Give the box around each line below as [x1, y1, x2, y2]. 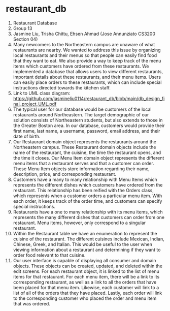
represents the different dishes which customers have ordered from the [13, 181, 163, 188]
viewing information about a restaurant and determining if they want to [13, 246, 161, 253]
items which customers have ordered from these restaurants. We [13, 63, 149, 69]
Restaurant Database [13, 20, 57, 26]
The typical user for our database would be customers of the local [13, 106, 152, 112]
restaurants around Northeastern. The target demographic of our [13, 111, 149, 117]
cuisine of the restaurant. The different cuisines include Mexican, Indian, [13, 236, 164, 242]
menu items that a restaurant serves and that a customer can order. [13, 160, 154, 166]
